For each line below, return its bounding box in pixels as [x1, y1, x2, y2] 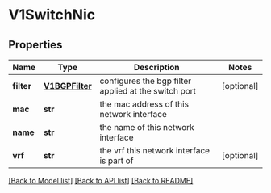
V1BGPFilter [43, 81, 92, 91]
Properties [8, 38, 63, 52]
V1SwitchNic [8, 6, 95, 24]
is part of [99, 155, 134, 166]
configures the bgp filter [99, 75, 192, 86]
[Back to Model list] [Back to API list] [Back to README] [8, 176, 194, 185]
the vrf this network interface [99, 145, 211, 156]
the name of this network [99, 122, 195, 132]
